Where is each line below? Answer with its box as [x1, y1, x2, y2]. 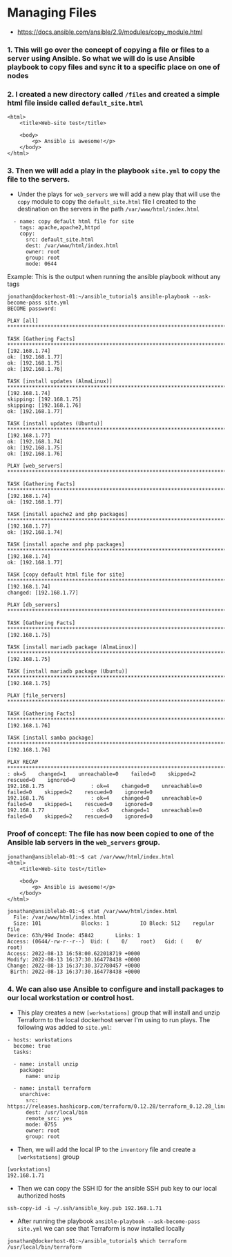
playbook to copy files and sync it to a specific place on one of [7, 62, 220, 72]
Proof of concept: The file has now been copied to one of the [7, 829, 215, 838]
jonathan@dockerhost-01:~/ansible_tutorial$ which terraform [7, 1238, 187, 1245]
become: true [13, 1043, 51, 1050]
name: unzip [25, 1073, 60, 1080]
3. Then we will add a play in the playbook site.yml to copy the [7, 166, 221, 175]
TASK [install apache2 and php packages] [7, 511, 128, 518]
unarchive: [19, 1091, 51, 1098]
